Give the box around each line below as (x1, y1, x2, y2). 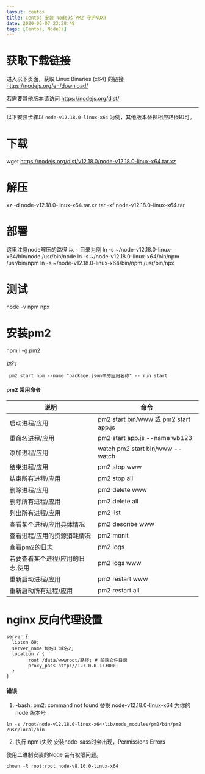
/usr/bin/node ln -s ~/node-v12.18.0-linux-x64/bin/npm (41, 253, 180, 260)
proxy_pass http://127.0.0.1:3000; (28, 662, 119, 669)
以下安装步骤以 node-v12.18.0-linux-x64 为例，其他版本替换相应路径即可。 (6, 113, 195, 121)
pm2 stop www (97, 463, 142, 471)
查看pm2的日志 (9, 543, 54, 552)
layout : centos (6, 9, 45, 15)
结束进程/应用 (9, 463, 49, 472)
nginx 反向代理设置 (6, 613, 103, 627)
